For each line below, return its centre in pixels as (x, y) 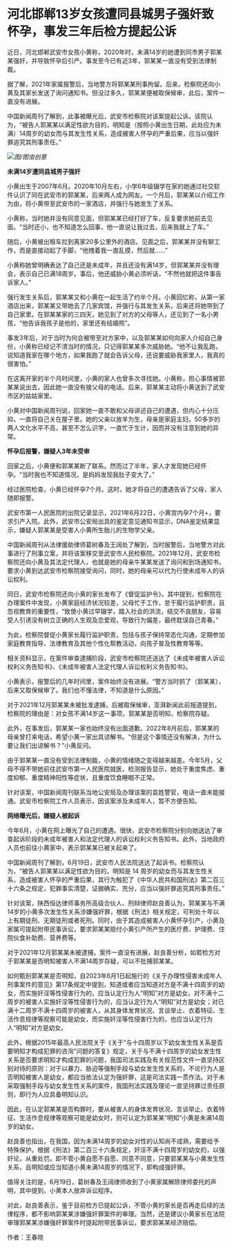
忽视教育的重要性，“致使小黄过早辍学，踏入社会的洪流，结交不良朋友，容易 (115, 611)
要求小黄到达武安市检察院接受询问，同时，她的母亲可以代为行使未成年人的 (113, 570)
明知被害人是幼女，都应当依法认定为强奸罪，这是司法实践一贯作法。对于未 (119, 1077)
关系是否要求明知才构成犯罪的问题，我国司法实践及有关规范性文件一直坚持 (113, 1060)
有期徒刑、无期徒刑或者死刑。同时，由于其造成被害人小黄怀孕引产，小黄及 (119, 920)
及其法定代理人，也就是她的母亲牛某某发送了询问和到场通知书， (134, 562)
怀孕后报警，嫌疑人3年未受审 (49, 451)
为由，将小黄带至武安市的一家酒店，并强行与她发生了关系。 (92, 203)
